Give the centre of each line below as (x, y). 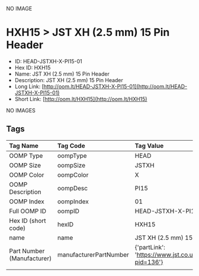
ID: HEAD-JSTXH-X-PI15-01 (49, 61)
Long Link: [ (29, 86)
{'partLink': (150, 247)
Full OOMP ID (28, 211)
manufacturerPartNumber (93, 255)
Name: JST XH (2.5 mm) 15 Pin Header (62, 74)
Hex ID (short (28, 220)
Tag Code (71, 145)
